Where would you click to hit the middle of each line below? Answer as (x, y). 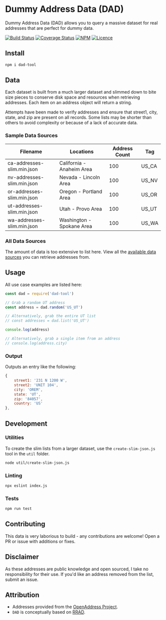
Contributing (25, 524)
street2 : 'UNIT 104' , (36, 385)
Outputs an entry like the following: (41, 367)
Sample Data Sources (31, 136)
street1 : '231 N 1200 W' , (41, 381)
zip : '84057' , (28, 399)
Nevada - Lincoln (80, 177)
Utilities (15, 438)
